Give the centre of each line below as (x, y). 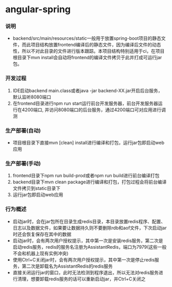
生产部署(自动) (23, 130)
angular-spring (38, 9)
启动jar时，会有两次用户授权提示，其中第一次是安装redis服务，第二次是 (88, 241)
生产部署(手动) (23, 163)
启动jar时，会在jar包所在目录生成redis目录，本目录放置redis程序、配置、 (89, 221)
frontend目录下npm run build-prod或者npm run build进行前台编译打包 (86, 176)
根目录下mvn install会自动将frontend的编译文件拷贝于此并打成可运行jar (87, 58)
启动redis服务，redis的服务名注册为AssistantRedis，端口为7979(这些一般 (90, 247)
